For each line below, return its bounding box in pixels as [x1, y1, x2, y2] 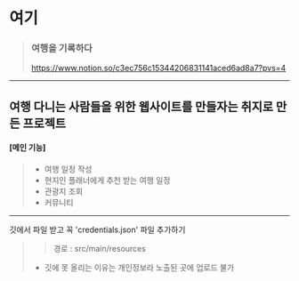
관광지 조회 [44, 186, 83, 197]
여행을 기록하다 [30, 42, 93, 54]
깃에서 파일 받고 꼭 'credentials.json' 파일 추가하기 [9, 224, 186, 236]
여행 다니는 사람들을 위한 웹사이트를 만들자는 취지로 [9, 99, 274, 114]
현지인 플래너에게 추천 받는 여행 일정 [44, 175, 171, 186]
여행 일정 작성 [44, 164, 93, 174]
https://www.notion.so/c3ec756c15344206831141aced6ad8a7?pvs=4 [30, 63, 287, 74]
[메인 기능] [9, 142, 46, 153]
